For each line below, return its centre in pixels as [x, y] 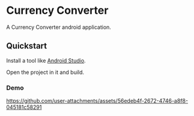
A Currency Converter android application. [59, 27]
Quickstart [27, 46]
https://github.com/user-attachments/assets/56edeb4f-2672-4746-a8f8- [97, 101]
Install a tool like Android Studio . [46, 60]
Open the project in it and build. [45, 72]
